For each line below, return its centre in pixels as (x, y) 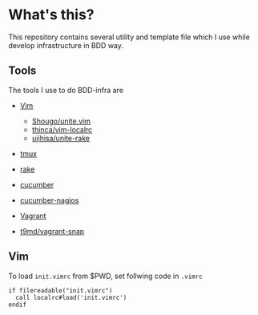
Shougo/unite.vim (61, 121)
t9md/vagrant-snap (52, 231)
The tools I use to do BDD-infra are (66, 90)
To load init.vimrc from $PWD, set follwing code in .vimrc (105, 276)
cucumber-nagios (49, 200)
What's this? (51, 15)
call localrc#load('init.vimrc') (71, 297)
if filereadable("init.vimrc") (60, 290)
